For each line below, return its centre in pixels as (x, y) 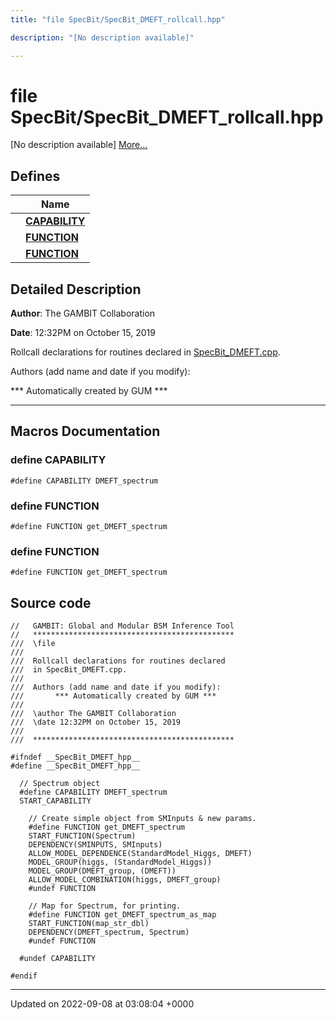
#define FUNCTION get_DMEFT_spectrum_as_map (122, 915)
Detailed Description (76, 289)
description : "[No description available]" (102, 37)
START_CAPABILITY (55, 801)
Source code (51, 602)
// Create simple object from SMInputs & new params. (142, 819)
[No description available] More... (79, 145)
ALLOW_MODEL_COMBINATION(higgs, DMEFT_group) (125, 880)
